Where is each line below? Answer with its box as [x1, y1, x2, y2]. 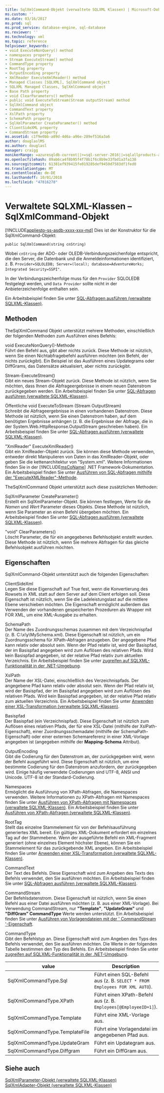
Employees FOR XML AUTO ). [94, 984, 153, 990]
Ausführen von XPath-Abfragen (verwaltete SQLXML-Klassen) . [5, 810, 132, 816]
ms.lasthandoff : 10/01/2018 [5, 175, 62, 180]
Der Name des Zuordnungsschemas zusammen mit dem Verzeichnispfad [5, 627, 152, 632]
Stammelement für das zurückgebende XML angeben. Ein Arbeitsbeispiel [5, 845, 153, 851]
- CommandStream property [5, 130, 58, 135]
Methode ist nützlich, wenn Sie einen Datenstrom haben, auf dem [5, 413, 137, 419]
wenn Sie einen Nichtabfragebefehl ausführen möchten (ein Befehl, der [5, 353, 149, 358]
